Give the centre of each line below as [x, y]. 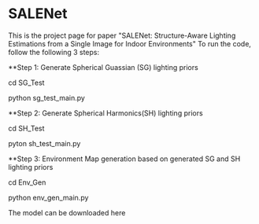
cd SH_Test [26, 128]
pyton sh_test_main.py [44, 143]
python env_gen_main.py [48, 197]
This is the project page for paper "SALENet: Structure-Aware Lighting [122, 35]
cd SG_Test [26, 83]
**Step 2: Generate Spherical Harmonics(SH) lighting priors [105, 113]
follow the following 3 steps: [54, 52]
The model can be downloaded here [67, 212]
